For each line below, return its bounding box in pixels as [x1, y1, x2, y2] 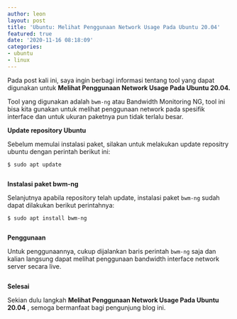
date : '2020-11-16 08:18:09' [7, 37, 94, 44]
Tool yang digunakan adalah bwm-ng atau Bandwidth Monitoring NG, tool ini [7, 97, 226, 106]
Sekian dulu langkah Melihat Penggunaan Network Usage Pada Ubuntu [7, 296, 219, 304]
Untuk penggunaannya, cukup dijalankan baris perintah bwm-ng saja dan [7, 247, 216, 255]
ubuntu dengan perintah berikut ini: [7, 147, 111, 156]
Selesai [7, 281, 30, 291]
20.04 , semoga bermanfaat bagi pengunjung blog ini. [7, 303, 166, 312]
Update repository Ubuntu [7, 125, 87, 135]
